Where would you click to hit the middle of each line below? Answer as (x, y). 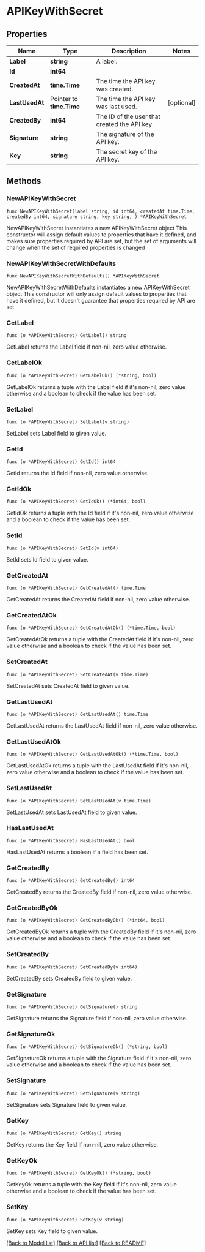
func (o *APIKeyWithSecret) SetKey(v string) (65, 1220)
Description (129, 51)
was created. (115, 89)
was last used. (117, 107)
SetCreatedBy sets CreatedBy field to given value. (69, 978)
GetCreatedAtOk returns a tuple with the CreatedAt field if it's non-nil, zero (100, 639)
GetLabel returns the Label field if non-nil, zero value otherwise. (87, 347)
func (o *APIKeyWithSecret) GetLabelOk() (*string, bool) (81, 375)
